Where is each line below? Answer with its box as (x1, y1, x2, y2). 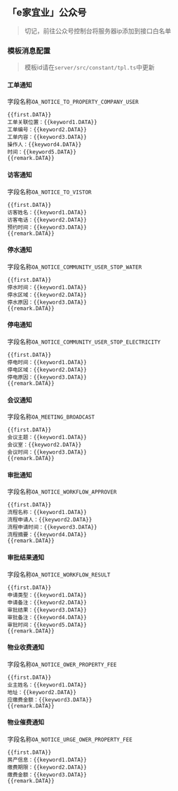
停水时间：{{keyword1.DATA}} (7, 283, 88, 291)
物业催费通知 (7, 718, 44, 726)
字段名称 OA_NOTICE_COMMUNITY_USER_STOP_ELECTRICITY (7, 337, 161, 346)
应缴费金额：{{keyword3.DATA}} (7, 696, 93, 703)
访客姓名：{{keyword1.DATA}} (7, 209, 88, 216)
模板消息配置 (7, 46, 51, 55)
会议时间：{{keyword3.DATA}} (7, 449, 88, 456)
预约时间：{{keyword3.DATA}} (7, 224, 88, 231)
